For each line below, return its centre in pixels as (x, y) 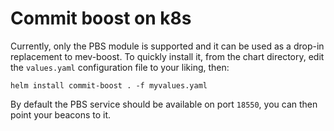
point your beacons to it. (61, 114)
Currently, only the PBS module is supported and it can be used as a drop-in (167, 46)
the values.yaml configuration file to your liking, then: (120, 67)
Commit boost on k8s (101, 18)
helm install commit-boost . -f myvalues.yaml (109, 85)
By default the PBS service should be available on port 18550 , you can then (164, 104)
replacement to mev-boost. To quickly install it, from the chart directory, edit (167, 56)
